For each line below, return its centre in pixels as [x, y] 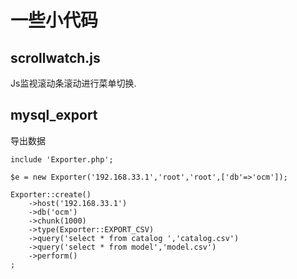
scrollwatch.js [55, 57]
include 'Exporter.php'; [62, 159]
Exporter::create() [51, 194]
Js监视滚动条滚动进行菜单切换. [73, 83]
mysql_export [54, 115]
